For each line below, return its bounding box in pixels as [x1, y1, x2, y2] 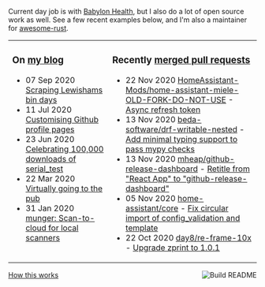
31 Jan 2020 [25, 203, 75, 214]
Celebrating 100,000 [25, 143, 104, 155]
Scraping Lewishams [25, 84, 103, 95]
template [125, 222, 159, 233]
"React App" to [125, 173, 181, 184]
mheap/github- [177, 153, 235, 164]
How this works [8, 270, 59, 279]
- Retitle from [200, 163, 250, 174]
